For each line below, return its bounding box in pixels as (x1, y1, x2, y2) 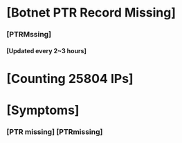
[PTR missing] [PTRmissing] (6, 127, 103, 136)
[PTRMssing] (6, 30, 52, 39)
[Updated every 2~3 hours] (6, 46, 87, 55)
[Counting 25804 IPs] (6, 70, 134, 86)
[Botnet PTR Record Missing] (6, 5, 176, 21)
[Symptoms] (6, 102, 80, 118)
